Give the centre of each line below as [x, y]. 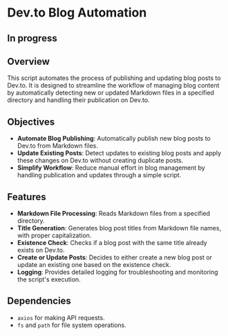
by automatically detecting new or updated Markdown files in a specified [111, 93]
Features [27, 197]
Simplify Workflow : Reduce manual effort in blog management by [111, 168]
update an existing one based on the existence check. [94, 265]
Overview [29, 61]
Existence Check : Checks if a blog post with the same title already [112, 243]
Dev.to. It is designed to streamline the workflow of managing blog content [113, 86]
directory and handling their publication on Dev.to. [78, 100]
